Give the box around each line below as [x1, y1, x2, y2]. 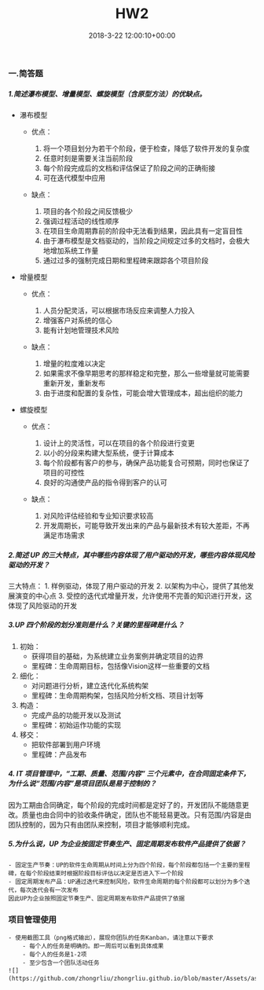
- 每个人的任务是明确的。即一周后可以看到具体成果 [22, 942, 164, 951]
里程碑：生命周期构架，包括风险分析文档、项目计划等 [31, 691, 204, 700]
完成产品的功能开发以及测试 [31, 710, 122, 720]
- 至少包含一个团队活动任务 [22, 959, 100, 967]
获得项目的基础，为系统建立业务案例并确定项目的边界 [31, 651, 204, 661]
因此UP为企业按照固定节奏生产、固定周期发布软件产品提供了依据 [8, 894, 185, 902]
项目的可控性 [42, 467, 85, 477]
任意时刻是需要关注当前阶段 [42, 153, 134, 163]
